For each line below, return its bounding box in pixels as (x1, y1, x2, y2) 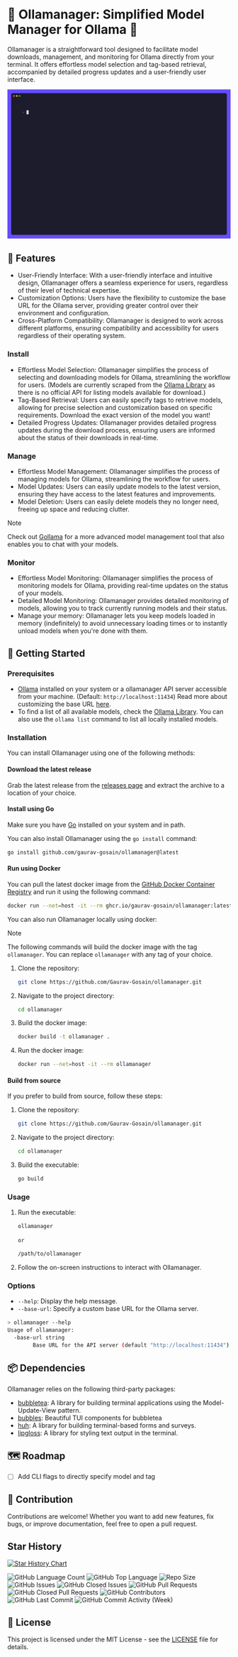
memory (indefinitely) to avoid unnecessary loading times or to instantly (17, 619, 228, 628)
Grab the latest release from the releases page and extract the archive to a (7, 781, 225, 789)
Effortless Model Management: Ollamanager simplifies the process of (17, 467, 220, 476)
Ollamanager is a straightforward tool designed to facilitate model (7, 45, 198, 53)
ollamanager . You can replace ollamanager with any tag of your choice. (7, 950, 213, 958)
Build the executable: (17, 1161, 79, 1169)
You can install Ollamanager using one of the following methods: (7, 749, 195, 757)
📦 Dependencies (7, 1362, 86, 1374)
